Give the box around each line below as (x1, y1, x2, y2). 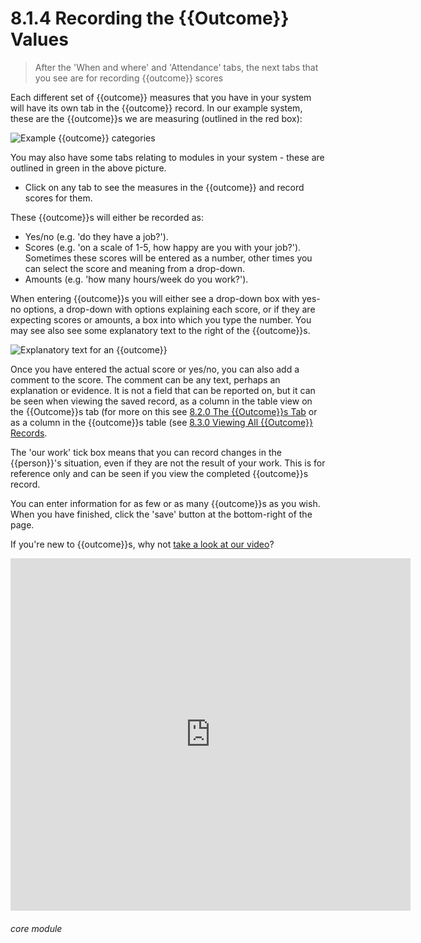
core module (10, 922, 63, 934)
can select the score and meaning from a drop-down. (24, 262, 246, 274)
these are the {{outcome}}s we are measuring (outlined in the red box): (10, 112, 303, 124)
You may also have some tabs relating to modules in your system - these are (10, 151, 325, 163)
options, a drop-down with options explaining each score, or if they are (23, 303, 316, 315)
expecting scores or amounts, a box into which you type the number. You (10, 313, 312, 326)
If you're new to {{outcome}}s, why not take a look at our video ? (10, 538, 275, 550)
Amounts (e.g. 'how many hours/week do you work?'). (24, 273, 249, 285)
